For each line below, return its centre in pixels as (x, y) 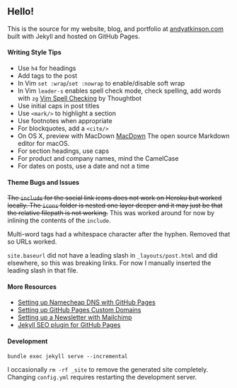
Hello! (21, 12)
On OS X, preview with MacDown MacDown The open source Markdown (123, 136)
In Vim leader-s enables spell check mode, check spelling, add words (119, 91)
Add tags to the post (47, 76)
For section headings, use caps (63, 151)
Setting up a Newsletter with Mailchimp (75, 317)
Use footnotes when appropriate (65, 121)
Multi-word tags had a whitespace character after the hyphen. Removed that (119, 234)
